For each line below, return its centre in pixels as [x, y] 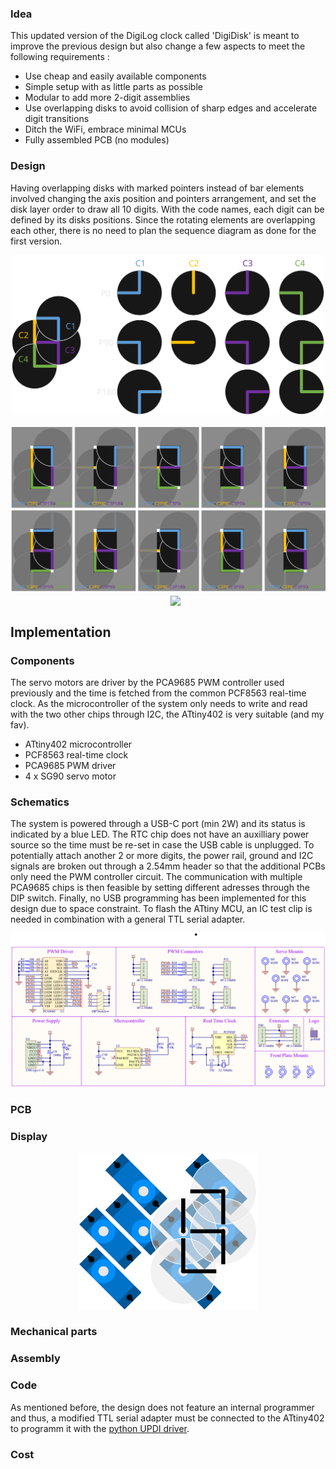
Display [29, 1137]
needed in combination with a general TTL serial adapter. [128, 919]
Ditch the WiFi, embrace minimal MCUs [105, 129]
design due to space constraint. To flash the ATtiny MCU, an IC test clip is [161, 909]
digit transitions [57, 119]
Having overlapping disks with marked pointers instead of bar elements [157, 188]
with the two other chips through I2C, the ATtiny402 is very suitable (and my [167, 714]
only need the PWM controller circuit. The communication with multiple [156, 877]
